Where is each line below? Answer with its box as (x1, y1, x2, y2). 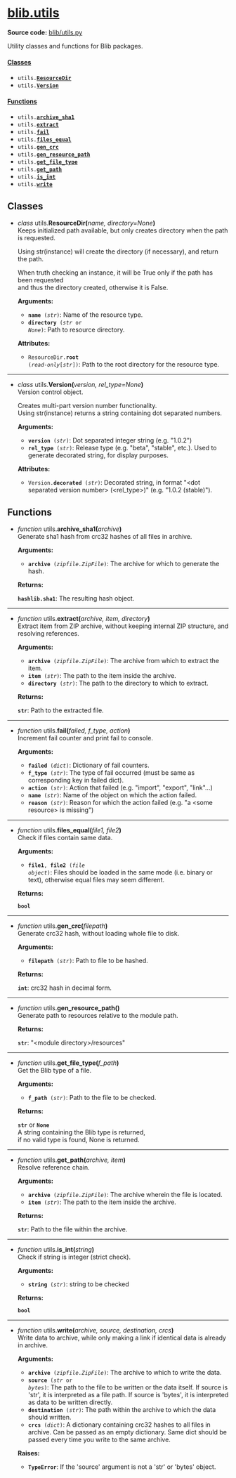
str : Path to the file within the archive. (17, 1224, 128, 1234)
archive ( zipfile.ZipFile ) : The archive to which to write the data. (27, 1368, 222, 1376)
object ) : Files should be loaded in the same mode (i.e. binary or (27, 868, 213, 876)
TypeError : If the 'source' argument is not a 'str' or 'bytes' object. (27, 1463, 216, 1471)
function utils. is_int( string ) (17, 1245, 95, 1253)
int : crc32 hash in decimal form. (17, 983, 112, 992)
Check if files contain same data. (17, 833, 113, 842)
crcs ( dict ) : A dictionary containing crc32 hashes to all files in (27, 1420, 211, 1429)
